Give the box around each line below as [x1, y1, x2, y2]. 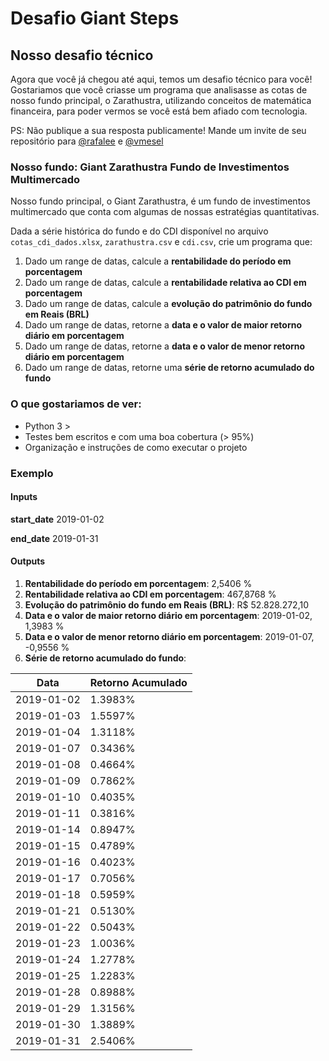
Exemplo [10, 466, 54, 480]
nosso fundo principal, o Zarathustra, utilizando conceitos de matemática [10, 95, 312, 106]
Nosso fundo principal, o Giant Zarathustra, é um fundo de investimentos [10, 195, 311, 207]
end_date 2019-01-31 [10, 532, 99, 544]
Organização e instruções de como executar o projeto [24, 441, 248, 453]
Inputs [10, 491, 38, 503]
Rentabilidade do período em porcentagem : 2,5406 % [24, 577, 253, 589]
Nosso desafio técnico [10, 47, 154, 64]
